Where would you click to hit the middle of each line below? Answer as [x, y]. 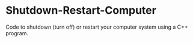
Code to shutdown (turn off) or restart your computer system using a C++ [97, 27]
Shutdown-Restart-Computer [81, 10]
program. [17, 33]
